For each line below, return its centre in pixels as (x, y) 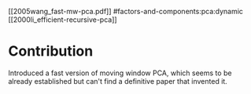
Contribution (51, 51)
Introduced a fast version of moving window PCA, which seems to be (120, 73)
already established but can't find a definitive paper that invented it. (118, 81)
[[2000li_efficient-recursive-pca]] (63, 20)
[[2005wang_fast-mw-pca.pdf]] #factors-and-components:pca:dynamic (126, 11)
